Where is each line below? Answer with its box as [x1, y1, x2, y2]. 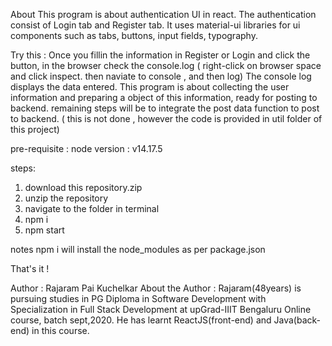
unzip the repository [24, 192, 109, 204]
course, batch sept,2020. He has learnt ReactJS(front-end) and [10, 314, 272, 326]
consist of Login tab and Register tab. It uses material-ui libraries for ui [10, 19, 301, 31]
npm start [24, 224, 65, 236]
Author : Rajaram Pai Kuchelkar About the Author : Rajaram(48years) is [10, 282, 302, 294]
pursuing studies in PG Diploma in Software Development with [10, 293, 267, 304]
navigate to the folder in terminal [24, 203, 160, 214]
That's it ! [10, 263, 50, 274]
